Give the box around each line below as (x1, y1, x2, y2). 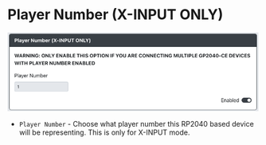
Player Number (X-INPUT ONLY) (7, 6, 224, 24)
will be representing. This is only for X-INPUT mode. (18, 127, 190, 137)
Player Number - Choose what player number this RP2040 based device (18, 119, 254, 128)
